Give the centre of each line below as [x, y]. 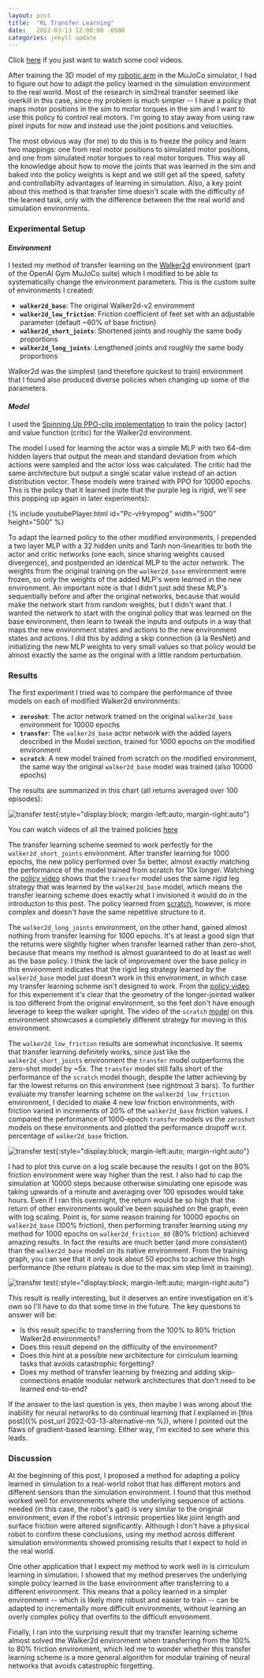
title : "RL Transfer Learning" [61, 23]
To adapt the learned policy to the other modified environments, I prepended [132, 537]
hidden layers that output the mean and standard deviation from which [123, 456]
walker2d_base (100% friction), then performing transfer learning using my [128, 1225]
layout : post [30, 15]
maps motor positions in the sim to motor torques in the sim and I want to [127, 109]
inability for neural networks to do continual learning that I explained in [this [131, 1412]
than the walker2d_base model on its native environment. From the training [128, 1250]
